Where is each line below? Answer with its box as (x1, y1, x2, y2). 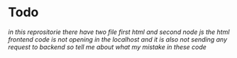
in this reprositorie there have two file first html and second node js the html (8, 28, 230, 36)
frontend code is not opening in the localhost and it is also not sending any (8, 35, 228, 43)
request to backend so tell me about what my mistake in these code (8, 42, 206, 51)
